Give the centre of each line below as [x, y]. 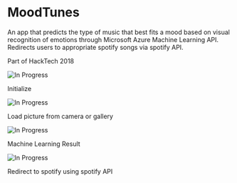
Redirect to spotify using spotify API [60, 171]
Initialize [20, 88]
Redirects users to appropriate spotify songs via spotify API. [95, 47]
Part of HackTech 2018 [41, 61]
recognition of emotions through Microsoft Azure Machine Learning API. [113, 39]
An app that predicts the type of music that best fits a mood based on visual [118, 32]
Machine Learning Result [44, 144]
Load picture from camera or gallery [60, 116]
